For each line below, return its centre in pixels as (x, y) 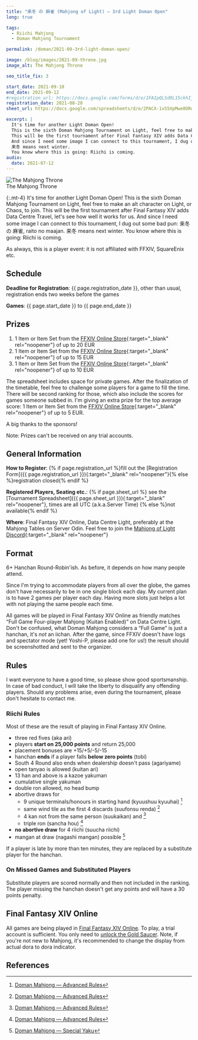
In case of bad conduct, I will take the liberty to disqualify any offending (93, 685)
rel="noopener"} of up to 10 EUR (54, 370)
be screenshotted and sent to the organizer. (59, 647)
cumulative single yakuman (48, 782)
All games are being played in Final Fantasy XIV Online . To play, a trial (90, 928)
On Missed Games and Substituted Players (69, 870)
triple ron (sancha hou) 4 (53, 823)
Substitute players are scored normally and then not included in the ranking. (98, 882)
